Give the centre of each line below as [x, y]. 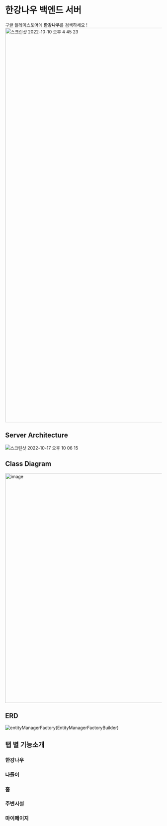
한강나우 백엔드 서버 [43, 10]
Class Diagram [28, 464]
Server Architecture [37, 435]
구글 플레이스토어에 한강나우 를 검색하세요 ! [46, 25]
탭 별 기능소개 [25, 745]
